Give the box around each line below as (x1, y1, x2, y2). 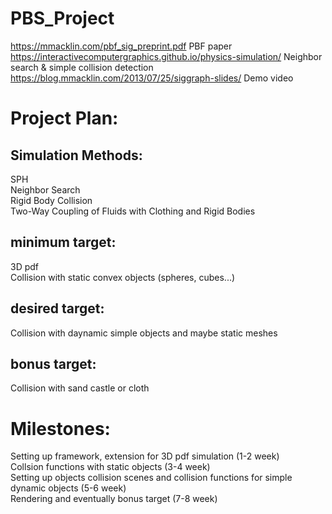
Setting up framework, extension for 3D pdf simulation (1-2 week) (10, 450, 280, 462)
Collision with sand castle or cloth (10, 382, 150, 394)
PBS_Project (10, 7, 115, 30)
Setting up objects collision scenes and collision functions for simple (10, 472, 293, 484)
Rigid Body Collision (10, 194, 93, 206)
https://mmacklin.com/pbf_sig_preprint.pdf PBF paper (10, 40, 233, 52)
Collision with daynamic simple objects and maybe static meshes (10, 327, 278, 339)
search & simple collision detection (10, 61, 154, 73)
